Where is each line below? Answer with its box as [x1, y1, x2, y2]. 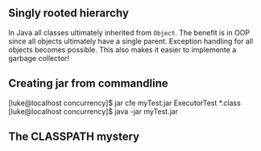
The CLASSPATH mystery [8, 130, 139, 144]
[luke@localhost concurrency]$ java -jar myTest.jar [8, 106, 179, 116]
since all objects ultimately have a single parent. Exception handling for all [8, 36, 254, 46]
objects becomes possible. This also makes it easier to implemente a [8, 44, 237, 55]
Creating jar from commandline [8, 76, 169, 91]
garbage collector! [8, 53, 70, 63]
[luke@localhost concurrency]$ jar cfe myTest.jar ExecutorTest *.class [8, 98, 242, 108]
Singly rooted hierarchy [8, 6, 129, 20]
